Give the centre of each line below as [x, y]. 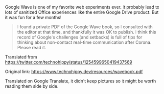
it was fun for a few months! [33, 17]
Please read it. [32, 47]
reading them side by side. [32, 86]
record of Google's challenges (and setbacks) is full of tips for [80, 37]
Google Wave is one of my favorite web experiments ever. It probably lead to [82, 7]
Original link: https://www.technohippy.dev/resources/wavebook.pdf [74, 72]
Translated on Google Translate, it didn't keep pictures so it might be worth [81, 81]
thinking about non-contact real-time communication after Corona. [84, 42]
